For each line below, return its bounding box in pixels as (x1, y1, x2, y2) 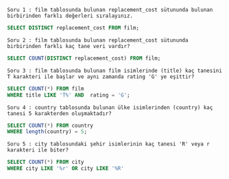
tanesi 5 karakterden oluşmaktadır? (7, 110, 112, 117)
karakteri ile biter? (7, 147, 69, 154)
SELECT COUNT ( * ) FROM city (7, 158, 84, 166)
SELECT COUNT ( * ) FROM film (7, 85, 84, 92)
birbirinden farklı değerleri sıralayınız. (7, 12, 134, 19)
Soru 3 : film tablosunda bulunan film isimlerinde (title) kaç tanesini (7, 67, 223, 74)
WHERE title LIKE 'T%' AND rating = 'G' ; (7, 91, 130, 99)
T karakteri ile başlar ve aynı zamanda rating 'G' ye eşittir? (7, 73, 195, 80)
